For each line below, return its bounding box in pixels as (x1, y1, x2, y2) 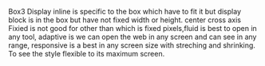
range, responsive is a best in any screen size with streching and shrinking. (8, 41, 255, 50)
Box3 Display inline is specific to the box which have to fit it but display (8, 7, 242, 16)
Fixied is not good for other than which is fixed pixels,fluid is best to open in (8, 24, 257, 33)
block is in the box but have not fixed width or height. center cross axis (8, 15, 242, 25)
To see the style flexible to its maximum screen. (8, 49, 165, 58)
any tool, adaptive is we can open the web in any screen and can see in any (8, 32, 257, 41)
